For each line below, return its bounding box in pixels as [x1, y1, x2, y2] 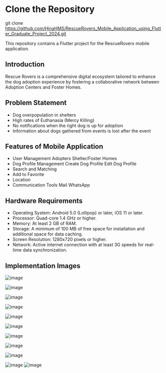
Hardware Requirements [5, 196, 83, 205]
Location [12, 176, 31, 183]
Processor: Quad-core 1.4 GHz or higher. [12, 215, 97, 221]
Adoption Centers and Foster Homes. [5, 84, 82, 90]
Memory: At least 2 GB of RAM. [12, 220, 77, 226]
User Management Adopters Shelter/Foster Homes [12, 155, 117, 161]
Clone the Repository [5, 3, 95, 15]
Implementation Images [5, 261, 81, 270]
